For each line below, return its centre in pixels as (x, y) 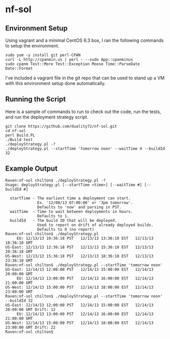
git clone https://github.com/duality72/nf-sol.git (61, 126)
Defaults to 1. (53, 216)
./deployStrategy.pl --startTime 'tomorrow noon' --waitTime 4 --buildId (85, 149)
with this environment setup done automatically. (55, 83)
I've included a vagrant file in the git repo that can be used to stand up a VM (85, 78)
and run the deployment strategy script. (47, 117)
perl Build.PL (20, 135)
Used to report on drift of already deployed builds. (95, 225)
